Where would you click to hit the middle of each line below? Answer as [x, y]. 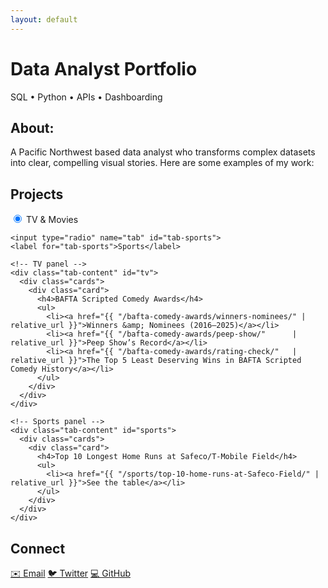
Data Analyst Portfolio [104, 68]
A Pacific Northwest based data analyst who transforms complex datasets [163, 152]
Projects [37, 194]
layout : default [44, 19]
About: [32, 127]
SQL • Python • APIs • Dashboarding [86, 97]
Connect [38, 548]
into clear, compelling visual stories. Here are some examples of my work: [162, 163]
